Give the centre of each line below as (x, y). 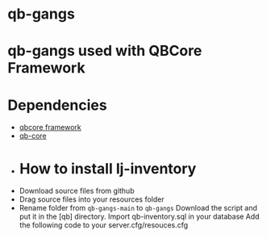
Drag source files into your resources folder (92, 199)
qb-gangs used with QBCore (105, 51)
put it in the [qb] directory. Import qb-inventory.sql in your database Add (139, 217)
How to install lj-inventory (108, 168)
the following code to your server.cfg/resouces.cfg (104, 225)
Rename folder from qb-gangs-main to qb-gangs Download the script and (138, 208)
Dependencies (57, 105)
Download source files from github (77, 191)
